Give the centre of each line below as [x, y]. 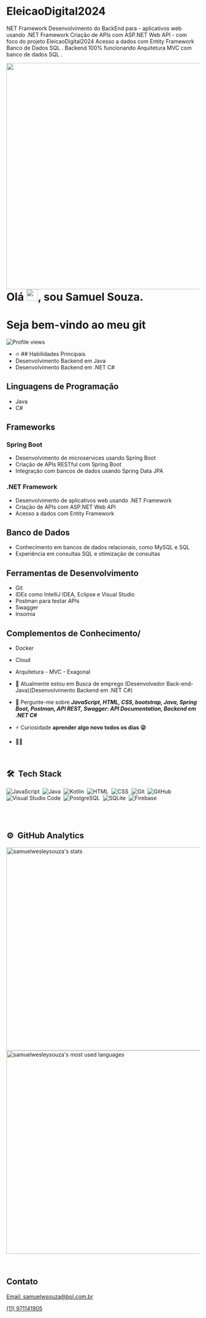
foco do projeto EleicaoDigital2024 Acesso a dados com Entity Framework [100, 41]
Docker [25, 648]
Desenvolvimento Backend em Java [60, 361]
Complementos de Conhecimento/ [74, 633]
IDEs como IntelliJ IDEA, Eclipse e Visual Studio [75, 595]
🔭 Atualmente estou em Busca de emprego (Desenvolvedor [90, 684]
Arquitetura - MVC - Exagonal [53, 672]
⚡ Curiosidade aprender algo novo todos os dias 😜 [81, 728]
